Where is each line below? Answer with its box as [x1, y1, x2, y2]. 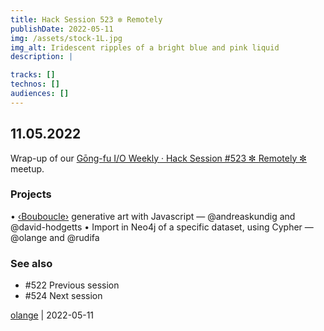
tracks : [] [10, 70, 56, 80]
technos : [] [10, 79, 60, 90]
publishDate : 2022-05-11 [10, 24, 114, 34]
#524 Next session [24, 290, 103, 302]
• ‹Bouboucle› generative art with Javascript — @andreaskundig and [10, 210, 296, 222]
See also [10, 256, 53, 270]
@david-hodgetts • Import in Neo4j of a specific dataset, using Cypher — [10, 221, 314, 233]
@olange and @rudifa [10, 231, 100, 243]
